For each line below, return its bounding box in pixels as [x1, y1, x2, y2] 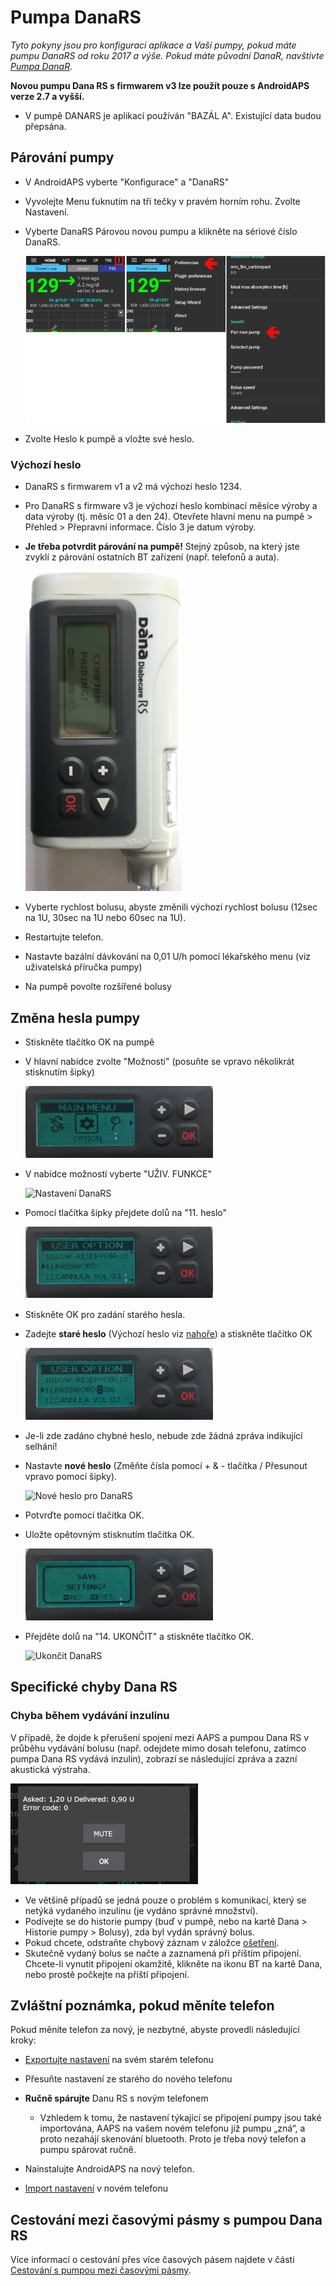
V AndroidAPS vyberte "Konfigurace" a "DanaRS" [24, 176, 230, 188]
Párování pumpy [10, 149, 115, 166]
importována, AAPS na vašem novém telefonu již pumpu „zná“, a [39, 2122, 306, 2135]
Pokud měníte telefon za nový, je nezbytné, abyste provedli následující [10, 2024, 300, 2036]
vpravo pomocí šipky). [24, 1470, 118, 1482]
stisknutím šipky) [24, 1066, 95, 1078]
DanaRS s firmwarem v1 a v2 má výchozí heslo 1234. [24, 481, 242, 493]
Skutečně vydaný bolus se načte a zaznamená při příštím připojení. [24, 1947, 302, 1959]
